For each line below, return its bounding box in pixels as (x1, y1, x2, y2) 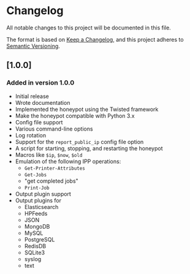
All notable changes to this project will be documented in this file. (6, 24, 172, 31)
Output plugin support (15, 190, 72, 197)
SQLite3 (24, 249, 45, 256)
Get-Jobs (24, 172, 47, 178)
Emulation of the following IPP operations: (15, 158, 121, 165)
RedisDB (24, 242, 47, 249)
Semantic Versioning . (6, 42, 60, 50)
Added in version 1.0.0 (6, 78, 75, 87)
